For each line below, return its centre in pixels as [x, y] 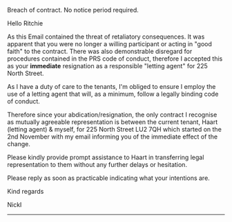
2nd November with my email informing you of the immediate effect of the [113, 137]
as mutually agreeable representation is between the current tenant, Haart [113, 122]
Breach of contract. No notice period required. [73, 10]
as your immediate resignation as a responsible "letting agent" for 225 [108, 66]
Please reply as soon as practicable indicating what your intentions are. [109, 178]
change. [19, 144]
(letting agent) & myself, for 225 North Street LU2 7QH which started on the [115, 129]
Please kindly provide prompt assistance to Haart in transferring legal [106, 157]
